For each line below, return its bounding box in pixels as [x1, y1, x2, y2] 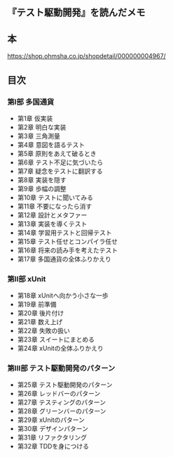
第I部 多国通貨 [7, 97, 55, 107]
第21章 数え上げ [17, 318, 63, 326]
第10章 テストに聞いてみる [17, 193, 93, 202]
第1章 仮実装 [17, 114, 53, 122]
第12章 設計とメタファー [17, 210, 88, 219]
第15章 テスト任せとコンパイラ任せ [17, 237, 118, 245]
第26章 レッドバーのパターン [17, 390, 101, 398]
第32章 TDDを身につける [17, 442, 90, 451]
